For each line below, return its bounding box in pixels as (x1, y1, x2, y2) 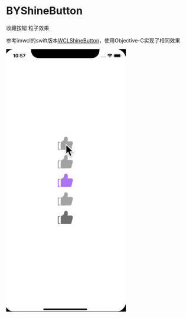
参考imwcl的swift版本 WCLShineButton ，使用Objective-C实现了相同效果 (6, 37, 181, 44)
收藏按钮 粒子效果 (6, 24, 49, 31)
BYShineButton (6, 4, 83, 18)
